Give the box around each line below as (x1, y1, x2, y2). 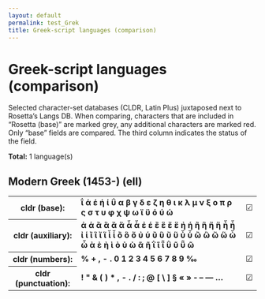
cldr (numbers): (13, 253, 73, 264)
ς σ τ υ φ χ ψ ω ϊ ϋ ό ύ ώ (80, 207, 174, 218)
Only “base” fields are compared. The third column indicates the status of (8, 128, 248, 138)
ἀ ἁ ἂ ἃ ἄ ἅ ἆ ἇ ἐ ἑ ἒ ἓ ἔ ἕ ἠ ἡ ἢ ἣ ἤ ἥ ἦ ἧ (80, 220, 235, 231)
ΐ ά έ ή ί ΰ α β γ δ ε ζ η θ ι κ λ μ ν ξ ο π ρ (80, 197, 233, 208)
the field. (8, 136, 37, 146)
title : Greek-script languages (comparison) (8, 26, 157, 34)
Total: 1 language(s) (8, 151, 73, 162)
